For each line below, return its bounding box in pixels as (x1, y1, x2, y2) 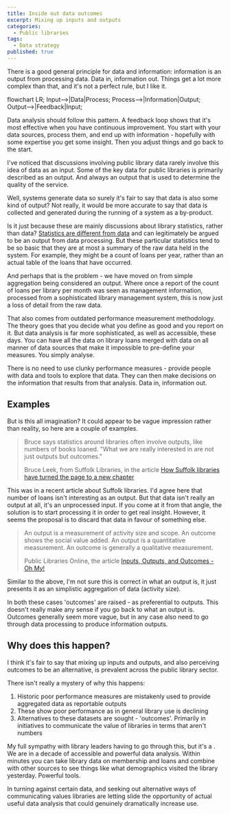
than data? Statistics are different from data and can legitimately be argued (7, 228, 219, 237)
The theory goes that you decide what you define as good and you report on (7, 321, 224, 330)
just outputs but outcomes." (23, 452, 103, 460)
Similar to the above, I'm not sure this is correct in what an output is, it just (7, 577, 217, 586)
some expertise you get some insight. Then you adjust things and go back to (7, 138, 224, 146)
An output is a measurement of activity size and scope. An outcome (23, 528, 216, 537)
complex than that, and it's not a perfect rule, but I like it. (7, 82, 167, 90)
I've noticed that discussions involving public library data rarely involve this (7, 158, 220, 167)
